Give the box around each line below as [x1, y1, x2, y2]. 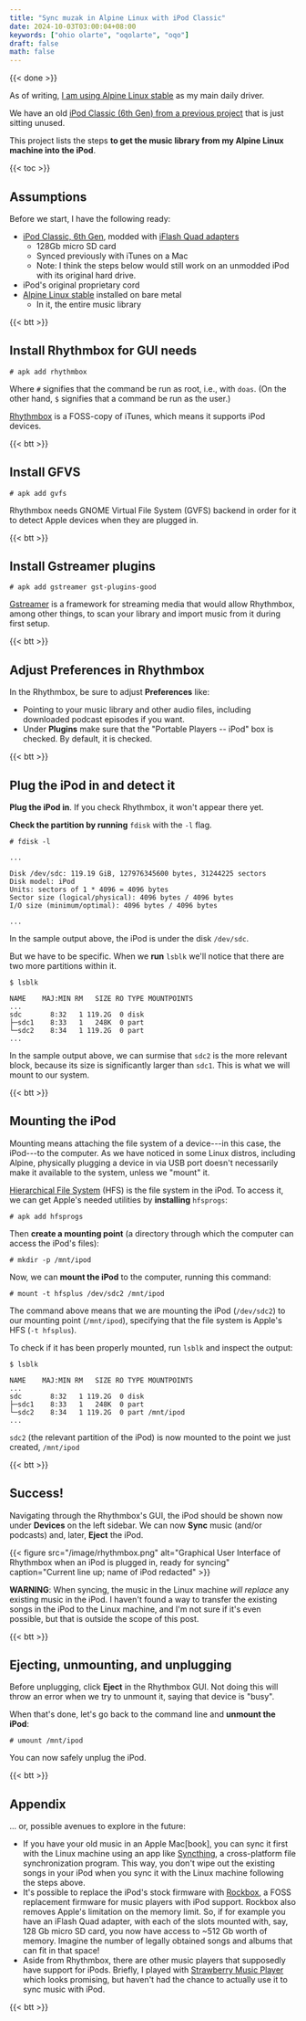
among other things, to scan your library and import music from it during [9, 608, 280, 619]
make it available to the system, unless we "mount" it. [9, 1166, 210, 1178]
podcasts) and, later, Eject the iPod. [9, 1529, 144, 1540]
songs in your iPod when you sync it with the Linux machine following [22, 1868, 284, 1879]
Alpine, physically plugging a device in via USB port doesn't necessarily [9, 1157, 279, 1168]
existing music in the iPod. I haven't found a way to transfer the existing [9, 1594, 278, 1605]
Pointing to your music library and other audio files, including [22, 704, 252, 715]
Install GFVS [9, 465, 81, 480]
